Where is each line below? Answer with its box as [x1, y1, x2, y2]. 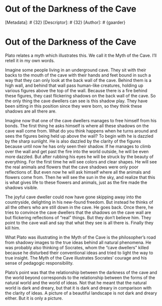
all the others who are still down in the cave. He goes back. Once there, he [5, 204, 154, 210]
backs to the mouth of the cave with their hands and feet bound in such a [5, 72, 151, 78]
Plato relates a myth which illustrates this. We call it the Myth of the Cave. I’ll [5, 52, 157, 58]
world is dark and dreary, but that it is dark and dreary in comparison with [5, 285, 152, 290]
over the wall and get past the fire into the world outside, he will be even [5, 148, 149, 154]
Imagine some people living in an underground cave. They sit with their [5, 67, 147, 73]
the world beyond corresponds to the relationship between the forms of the [5, 274, 156, 280]
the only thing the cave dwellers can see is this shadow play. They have [5, 98, 148, 104]
